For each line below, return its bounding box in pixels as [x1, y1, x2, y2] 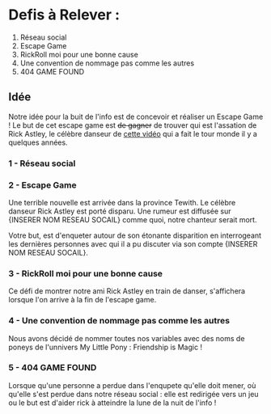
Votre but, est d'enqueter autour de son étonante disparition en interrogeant [8, 230, 261, 240]
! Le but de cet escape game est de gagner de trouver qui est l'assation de [8, 120, 257, 130]
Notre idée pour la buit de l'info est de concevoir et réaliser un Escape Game [8, 112, 264, 121]
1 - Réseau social [8, 158, 76, 169]
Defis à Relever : [8, 6, 120, 24]
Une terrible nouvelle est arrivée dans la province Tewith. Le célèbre [8, 197, 236, 207]
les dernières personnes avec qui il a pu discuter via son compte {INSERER [8, 239, 258, 248]
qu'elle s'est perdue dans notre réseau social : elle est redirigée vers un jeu [8, 389, 259, 399]
